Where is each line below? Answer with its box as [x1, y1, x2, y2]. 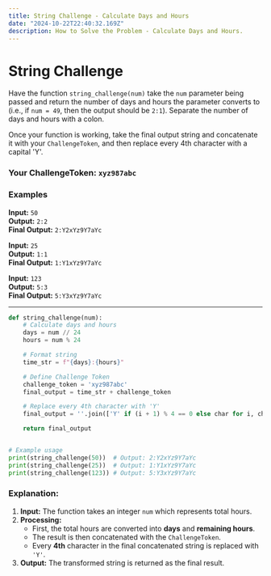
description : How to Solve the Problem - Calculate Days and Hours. [8, 27, 244, 35]
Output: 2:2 [8, 216, 48, 226]
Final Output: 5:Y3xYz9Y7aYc [8, 290, 102, 300]
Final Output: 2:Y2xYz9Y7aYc [8, 224, 102, 235]
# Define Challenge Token [23, 373, 110, 381]
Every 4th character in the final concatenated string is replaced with [31, 540, 260, 550]
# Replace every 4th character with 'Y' [23, 402, 161, 411]
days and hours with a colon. [8, 114, 105, 124]
